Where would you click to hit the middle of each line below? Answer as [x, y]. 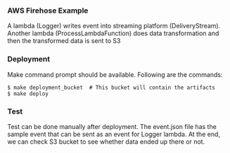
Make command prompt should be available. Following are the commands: [115, 74]
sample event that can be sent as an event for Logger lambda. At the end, [114, 134]
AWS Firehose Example [48, 11]
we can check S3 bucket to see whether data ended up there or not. [106, 141]
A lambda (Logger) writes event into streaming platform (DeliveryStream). [114, 26]
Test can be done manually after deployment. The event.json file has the [112, 126]
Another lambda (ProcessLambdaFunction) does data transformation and [113, 33]
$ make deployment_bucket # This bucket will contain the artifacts [111, 87]
